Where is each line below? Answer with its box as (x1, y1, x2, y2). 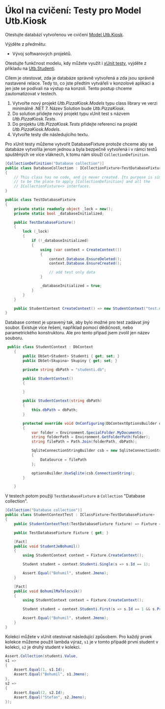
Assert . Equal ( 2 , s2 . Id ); (14, 690, 65, 695)
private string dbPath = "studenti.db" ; (23, 367, 107, 372)
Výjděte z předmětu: (5, 41, 47, 47)
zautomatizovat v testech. (5, 90, 57, 96)
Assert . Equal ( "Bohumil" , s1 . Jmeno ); (14, 672, 89, 677)
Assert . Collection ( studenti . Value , (5, 653, 78, 658)
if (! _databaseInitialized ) (31, 238, 89, 243)
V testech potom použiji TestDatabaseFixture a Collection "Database (5, 493, 145, 499)
